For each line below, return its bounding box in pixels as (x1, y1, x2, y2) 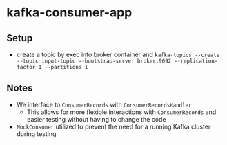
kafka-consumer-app (6, 5, 132, 21)
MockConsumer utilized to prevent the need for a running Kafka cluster (16, 122, 211, 131)
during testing (16, 129, 57, 138)
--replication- (174, 58, 218, 65)
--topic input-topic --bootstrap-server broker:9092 (16, 58, 172, 65)
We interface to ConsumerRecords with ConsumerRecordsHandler (16, 100, 192, 109)
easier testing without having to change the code (26, 115, 166, 123)
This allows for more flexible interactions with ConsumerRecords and (26, 108, 217, 116)
